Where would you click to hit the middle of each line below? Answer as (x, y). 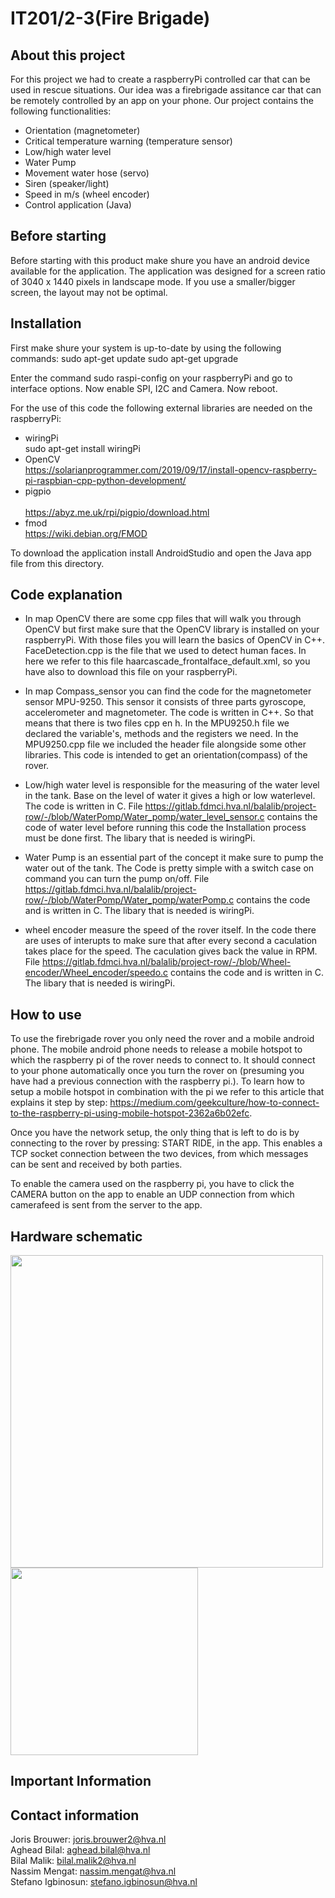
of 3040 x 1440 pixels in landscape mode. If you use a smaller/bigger (153, 281)
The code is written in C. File (83, 806)
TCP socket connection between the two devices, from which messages (159, 1154)
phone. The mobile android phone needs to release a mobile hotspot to (156, 1049)
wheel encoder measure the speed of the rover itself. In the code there (170, 930)
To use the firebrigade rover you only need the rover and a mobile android (162, 1039)
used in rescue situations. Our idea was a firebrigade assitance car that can (166, 90)
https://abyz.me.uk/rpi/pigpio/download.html (117, 512)
